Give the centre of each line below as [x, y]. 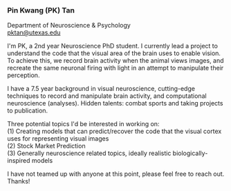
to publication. [28, 111]
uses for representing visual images [58, 139]
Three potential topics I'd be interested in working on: [83, 124]
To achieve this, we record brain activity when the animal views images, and [115, 61]
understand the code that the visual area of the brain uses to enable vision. [114, 53]
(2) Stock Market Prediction [46, 146]
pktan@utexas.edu [34, 32]
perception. [24, 75]
